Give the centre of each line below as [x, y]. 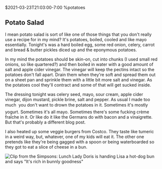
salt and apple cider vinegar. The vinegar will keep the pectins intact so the [80, 69]
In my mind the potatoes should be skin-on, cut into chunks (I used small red [81, 59]
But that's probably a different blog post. [45, 122]
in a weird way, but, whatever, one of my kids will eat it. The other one [74, 137]
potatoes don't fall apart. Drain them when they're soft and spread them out [80, 75]
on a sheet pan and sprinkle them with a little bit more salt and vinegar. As [79, 79]
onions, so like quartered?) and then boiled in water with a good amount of [79, 64]
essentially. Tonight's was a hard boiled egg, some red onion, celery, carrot [80, 45]
